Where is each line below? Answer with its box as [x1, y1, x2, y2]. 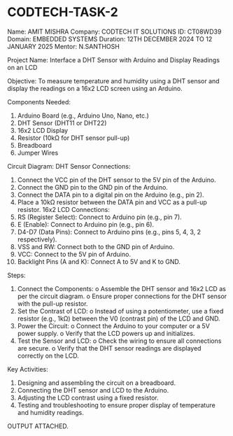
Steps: [7, 271, 26, 279]
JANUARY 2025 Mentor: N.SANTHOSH [7, 42, 120, 50]
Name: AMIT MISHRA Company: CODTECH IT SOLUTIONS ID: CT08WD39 [7, 27, 222, 36]
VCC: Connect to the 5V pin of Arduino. [17, 250, 132, 258]
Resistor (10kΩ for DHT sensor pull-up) [17, 134, 130, 142]
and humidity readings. [17, 408, 84, 416]
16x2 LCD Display [17, 126, 69, 134]
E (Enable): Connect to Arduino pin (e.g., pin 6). [17, 220, 155, 228]
